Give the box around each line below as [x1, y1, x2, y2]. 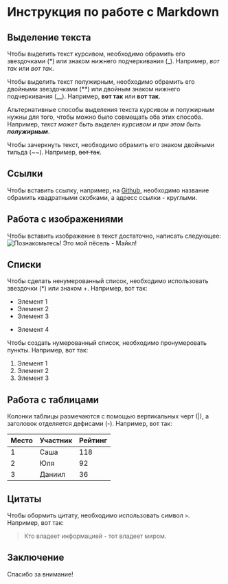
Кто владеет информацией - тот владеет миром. [23, 532, 167, 540]
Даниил [39, 470, 66, 480]
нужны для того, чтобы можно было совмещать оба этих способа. [7, 113, 203, 121]
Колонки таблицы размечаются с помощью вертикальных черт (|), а [7, 412, 209, 420]
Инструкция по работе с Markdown [7, 4, 220, 20]
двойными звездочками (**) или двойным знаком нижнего [7, 85, 181, 93]
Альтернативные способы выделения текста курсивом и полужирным [7, 106, 215, 113]
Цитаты [7, 493, 42, 505]
